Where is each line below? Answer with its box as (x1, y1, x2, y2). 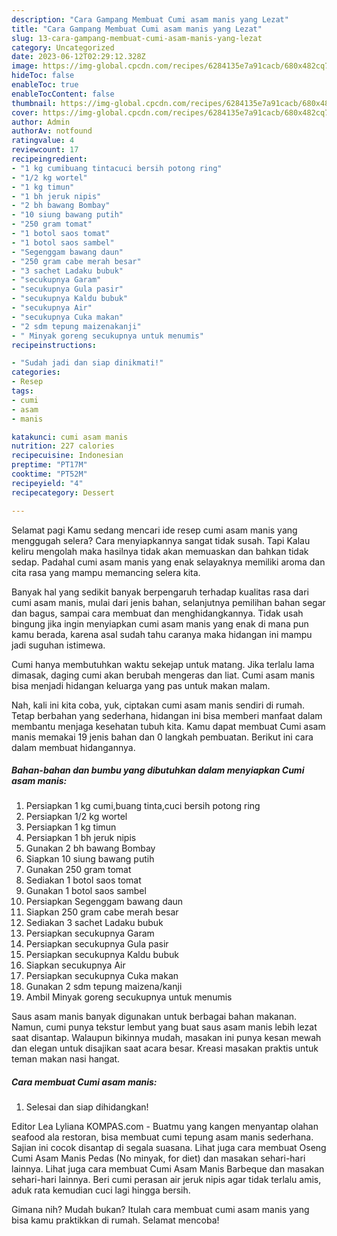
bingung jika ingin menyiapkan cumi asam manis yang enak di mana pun (11, 617, 309, 630)
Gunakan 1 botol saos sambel (25, 885, 147, 897)
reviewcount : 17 (11, 145, 79, 155)
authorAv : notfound (11, 126, 93, 136)
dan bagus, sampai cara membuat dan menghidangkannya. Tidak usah (11, 607, 304, 619)
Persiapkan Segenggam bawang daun (25, 896, 184, 908)
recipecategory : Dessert (11, 487, 115, 498)
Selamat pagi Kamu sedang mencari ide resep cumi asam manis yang (11, 524, 298, 536)
